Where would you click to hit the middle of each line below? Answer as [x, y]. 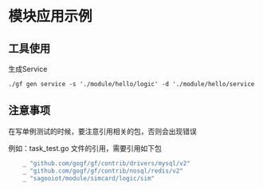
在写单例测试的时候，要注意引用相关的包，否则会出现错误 [102, 131]
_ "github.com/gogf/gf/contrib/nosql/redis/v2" [103, 171]
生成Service [28, 69]
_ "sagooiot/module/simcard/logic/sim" [89, 178]
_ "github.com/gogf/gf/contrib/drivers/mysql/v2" [107, 163]
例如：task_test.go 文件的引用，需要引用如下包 [85, 148]
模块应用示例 [51, 16]
